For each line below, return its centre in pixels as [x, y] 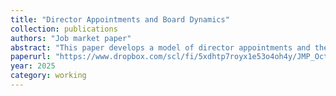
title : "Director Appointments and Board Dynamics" [120, 19]
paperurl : [31, 57]
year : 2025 [33, 66]
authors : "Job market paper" [71, 38]
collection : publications [64, 29]
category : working [48, 76]
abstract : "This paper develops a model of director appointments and [160, 47]
